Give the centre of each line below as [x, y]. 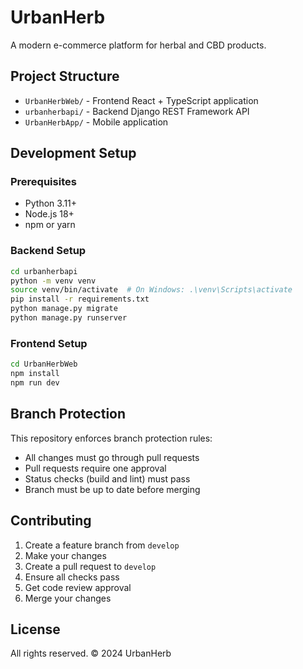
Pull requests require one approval [95, 468]
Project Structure [65, 76]
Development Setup [73, 153]
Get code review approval [78, 587]
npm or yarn [50, 225]
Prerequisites [43, 182]
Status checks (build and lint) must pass [107, 478]
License [35, 629]
